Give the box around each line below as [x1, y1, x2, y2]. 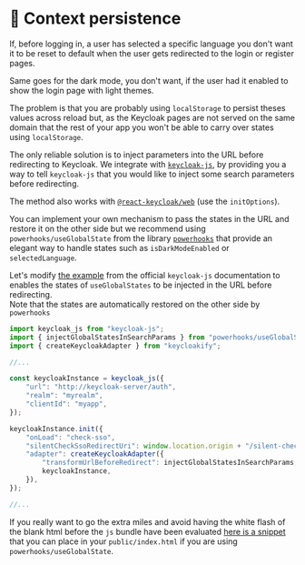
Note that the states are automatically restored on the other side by [9, 298, 261, 309]
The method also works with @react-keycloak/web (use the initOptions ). [9, 196, 280, 207]
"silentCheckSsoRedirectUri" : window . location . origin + [25, 441, 242, 450]
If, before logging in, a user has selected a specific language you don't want [9, 38, 293, 49]
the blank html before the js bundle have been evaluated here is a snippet [9, 526, 286, 537]
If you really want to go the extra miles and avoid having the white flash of [9, 516, 286, 527]
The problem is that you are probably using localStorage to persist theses [9, 102, 286, 113]
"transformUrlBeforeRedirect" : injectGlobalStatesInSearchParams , [42, 459, 299, 468]
